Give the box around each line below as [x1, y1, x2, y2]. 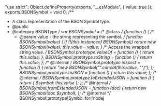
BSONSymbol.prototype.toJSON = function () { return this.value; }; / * [19, 70, 157, 75]
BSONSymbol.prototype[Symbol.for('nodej [19, 95, 104, 101]
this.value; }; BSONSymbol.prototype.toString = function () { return [19, 54, 152, 60]
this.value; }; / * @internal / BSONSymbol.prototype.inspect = [19, 60, 141, 65]
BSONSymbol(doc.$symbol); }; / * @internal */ [19, 90, 111, 96]
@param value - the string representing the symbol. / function [19, 34, 143, 40]
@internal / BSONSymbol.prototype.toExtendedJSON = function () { [19, 75, 155, 80]
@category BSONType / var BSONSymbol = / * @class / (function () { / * [12, 29, 154, 34]
